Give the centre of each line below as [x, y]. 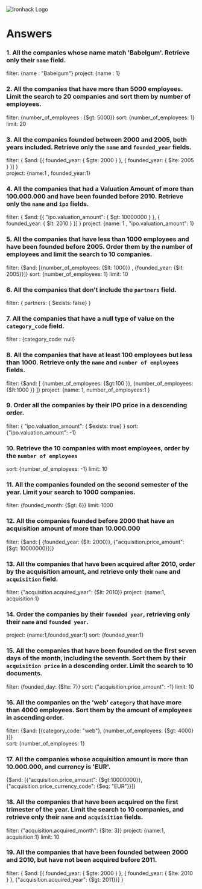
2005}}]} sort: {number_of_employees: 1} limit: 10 [67, 274]
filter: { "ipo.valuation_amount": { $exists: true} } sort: [72, 426]
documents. [24, 674]
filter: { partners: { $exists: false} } [49, 303]
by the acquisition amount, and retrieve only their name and [93, 571]
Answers [29, 34]
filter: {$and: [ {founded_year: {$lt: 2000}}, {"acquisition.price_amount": [96, 542]
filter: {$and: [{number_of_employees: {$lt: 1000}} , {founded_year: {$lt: [95, 267]
